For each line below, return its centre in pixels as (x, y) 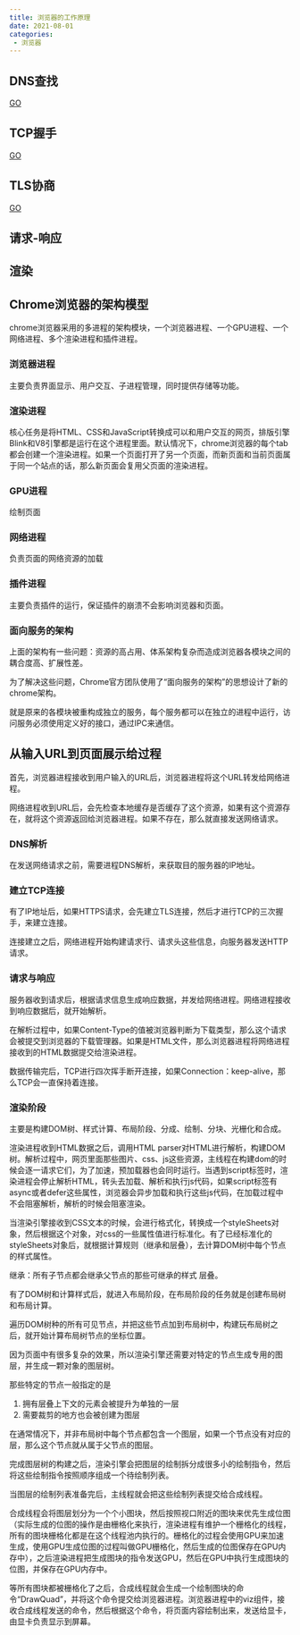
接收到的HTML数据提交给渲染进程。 (75, 1052)
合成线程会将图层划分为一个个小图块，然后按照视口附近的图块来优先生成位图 (150, 1513)
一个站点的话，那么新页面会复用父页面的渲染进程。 (118, 465)
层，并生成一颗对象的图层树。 (64, 1366)
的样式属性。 (33, 1256)
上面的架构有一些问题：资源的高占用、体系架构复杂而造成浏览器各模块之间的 (150, 652)
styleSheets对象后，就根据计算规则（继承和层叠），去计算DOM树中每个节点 (148, 1245)
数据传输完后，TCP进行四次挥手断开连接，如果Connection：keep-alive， (144, 1071)
